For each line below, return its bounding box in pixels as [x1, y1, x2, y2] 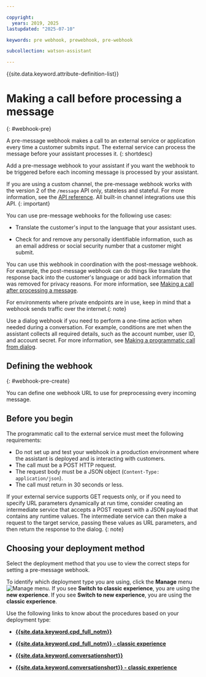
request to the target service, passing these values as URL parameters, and [6, 519, 197, 526]
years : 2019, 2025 [12, 20, 59, 26]
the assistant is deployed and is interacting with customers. [15, 455, 166, 462]
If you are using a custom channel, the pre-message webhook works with [6, 181, 192, 188]
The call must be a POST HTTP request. [15, 461, 116, 469]
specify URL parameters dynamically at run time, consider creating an [6, 499, 183, 507]
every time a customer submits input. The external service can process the [6, 144, 196, 151]
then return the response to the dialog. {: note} [6, 525, 124, 533]
